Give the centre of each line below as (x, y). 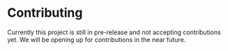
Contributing (45, 13)
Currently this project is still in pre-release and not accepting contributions (114, 32)
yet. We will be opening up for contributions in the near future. (97, 39)
